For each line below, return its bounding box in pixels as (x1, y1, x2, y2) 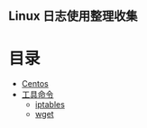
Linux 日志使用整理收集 (8, 8, 138, 24)
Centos (21, 78, 49, 89)
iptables (34, 99, 65, 110)
